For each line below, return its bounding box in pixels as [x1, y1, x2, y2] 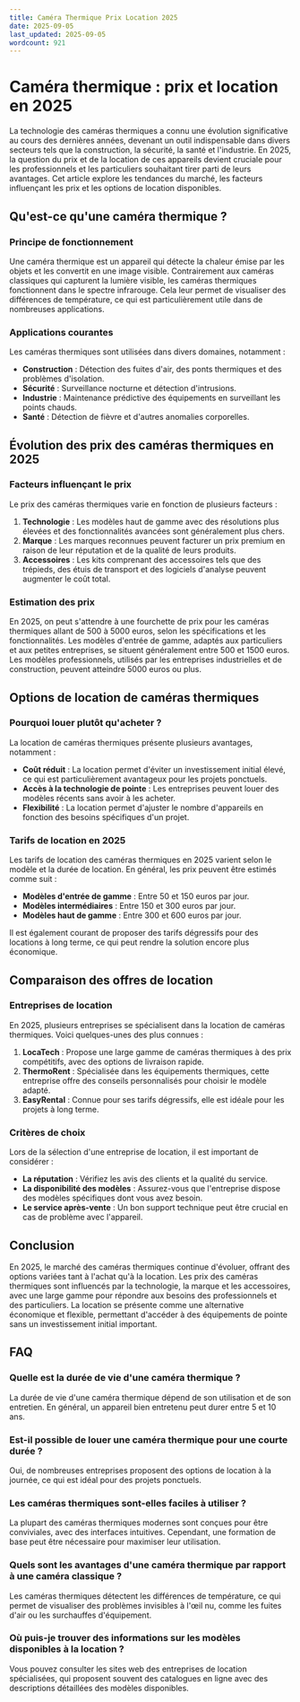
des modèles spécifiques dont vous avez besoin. [21, 1192, 203, 1203]
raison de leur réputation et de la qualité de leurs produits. [21, 545, 236, 555]
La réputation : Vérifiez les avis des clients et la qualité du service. [21, 1174, 269, 1184]
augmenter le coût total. [21, 573, 111, 584]
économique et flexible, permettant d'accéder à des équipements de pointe [9, 1309, 288, 1320]
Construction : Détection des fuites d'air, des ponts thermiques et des [21, 364, 282, 375]
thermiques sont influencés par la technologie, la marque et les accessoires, [9, 1280, 291, 1291]
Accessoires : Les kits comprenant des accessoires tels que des [21, 554, 261, 565]
